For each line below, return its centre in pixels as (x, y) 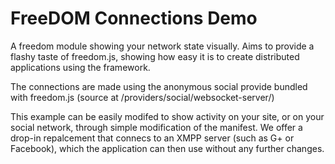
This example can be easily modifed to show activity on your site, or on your (167, 116)
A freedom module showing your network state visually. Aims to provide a (162, 46)
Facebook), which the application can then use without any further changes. (167, 148)
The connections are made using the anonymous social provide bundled (159, 86)
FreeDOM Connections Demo (134, 18)
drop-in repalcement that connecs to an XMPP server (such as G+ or (152, 138)
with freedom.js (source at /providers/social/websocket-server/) (142, 97)
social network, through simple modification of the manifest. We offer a (156, 127)
